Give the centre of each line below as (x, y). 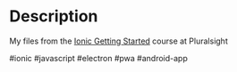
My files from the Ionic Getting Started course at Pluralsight (118, 41)
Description (54, 16)
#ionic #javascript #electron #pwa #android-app (98, 58)
